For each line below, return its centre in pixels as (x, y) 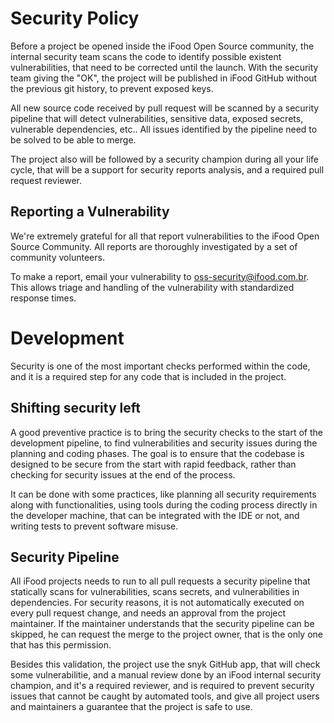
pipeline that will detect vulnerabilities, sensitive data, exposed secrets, (157, 118)
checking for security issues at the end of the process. (123, 474)
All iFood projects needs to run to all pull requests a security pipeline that (160, 581)
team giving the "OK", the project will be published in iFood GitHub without (164, 78)
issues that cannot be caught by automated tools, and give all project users (165, 696)
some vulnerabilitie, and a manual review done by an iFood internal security (166, 675)
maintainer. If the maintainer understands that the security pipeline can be (162, 624)
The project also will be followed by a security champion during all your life (165, 159)
